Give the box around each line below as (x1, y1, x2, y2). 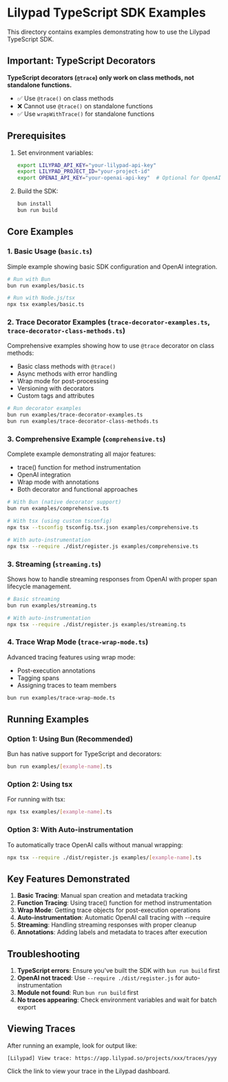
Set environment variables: (17, 148, 94, 157)
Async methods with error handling (17, 369, 118, 378)
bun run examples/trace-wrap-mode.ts (7, 694, 116, 702)
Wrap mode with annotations (17, 478, 100, 486)
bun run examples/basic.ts (7, 282, 85, 289)
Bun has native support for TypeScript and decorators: (7, 750, 162, 758)
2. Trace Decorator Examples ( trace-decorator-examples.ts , (7, 318, 210, 327)
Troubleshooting (7, 948, 81, 960)
